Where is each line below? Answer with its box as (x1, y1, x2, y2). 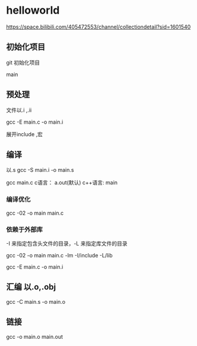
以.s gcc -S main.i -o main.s (6, 166, 74, 174)
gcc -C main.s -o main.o (6, 298, 66, 305)
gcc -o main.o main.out (6, 333, 63, 340)
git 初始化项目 (6, 59, 40, 66)
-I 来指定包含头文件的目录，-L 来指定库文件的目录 (6, 240, 128, 247)
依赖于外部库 (6, 225, 43, 234)
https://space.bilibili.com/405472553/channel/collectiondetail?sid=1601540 (6, 23, 191, 30)
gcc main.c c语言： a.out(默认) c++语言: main (6, 179, 117, 186)
